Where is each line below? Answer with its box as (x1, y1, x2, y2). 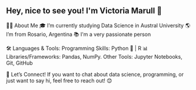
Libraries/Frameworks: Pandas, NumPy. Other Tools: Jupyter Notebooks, (6, 53, 182, 60)
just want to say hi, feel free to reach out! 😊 (6, 77, 112, 84)
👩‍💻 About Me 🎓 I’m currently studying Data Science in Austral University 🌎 (6, 22, 191, 29)
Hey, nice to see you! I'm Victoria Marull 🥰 (6, 6, 162, 16)
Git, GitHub (6, 59, 34, 66)
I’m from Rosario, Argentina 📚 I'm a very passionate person (6, 31, 151, 38)
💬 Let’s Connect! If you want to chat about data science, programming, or (6, 71, 184, 78)
